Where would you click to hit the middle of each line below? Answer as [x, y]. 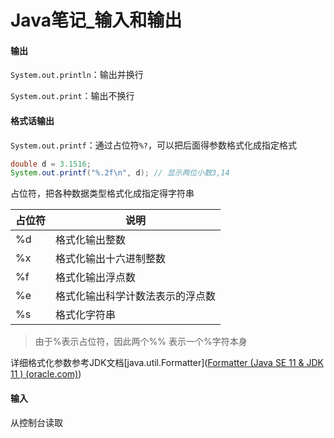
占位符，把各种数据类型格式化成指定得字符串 [102, 193]
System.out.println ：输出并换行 [77, 75]
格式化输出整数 [91, 240]
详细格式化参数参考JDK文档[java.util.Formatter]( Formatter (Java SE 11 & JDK [167, 363]
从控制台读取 [36, 422]
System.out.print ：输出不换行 [72, 96]
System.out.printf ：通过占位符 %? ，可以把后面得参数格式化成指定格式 [154, 145]
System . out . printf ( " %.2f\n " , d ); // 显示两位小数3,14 [120, 173]
